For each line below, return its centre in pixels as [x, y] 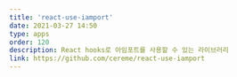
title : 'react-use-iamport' [61, 17]
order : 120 [29, 42]
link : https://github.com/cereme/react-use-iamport [107, 58]
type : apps [29, 34]
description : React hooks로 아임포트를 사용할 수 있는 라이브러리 [119, 50]
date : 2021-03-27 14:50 [53, 26]
